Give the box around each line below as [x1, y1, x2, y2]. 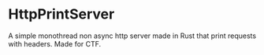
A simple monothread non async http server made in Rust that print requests [8, 31, 257, 40]
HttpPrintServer [8, 5, 115, 23]
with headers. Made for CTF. [8, 39, 102, 48]
